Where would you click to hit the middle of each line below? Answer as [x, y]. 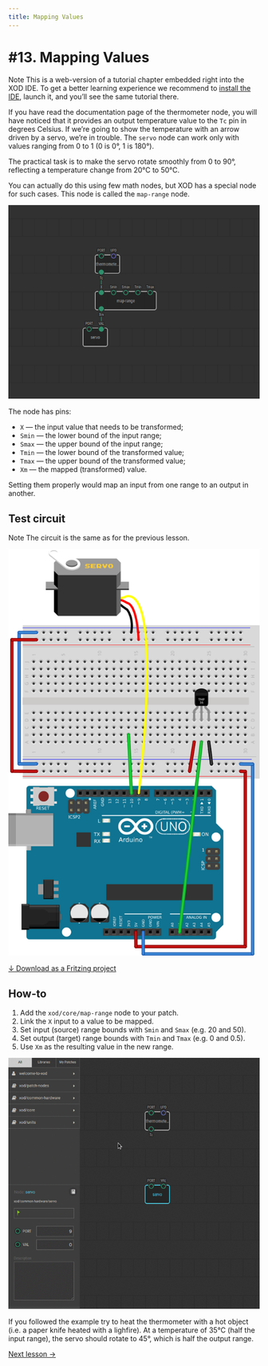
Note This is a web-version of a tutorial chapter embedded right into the [126, 79]
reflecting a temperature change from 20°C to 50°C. [94, 170]
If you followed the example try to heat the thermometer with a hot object [128, 1321]
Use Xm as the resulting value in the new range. [97, 1047]
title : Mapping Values [46, 17]
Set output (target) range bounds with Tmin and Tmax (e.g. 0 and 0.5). [132, 1039]
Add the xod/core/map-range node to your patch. [99, 1013]
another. [22, 493]
